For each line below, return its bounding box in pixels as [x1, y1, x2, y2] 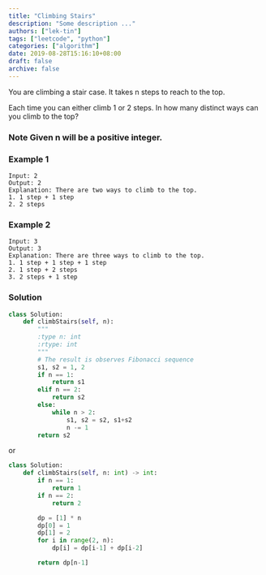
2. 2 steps [8, 200, 45, 208]
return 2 [51, 499, 82, 508]
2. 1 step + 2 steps [8, 266, 79, 275]
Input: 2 [8, 171, 38, 179]
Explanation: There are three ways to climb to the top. [8, 252, 205, 260]
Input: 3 [8, 237, 38, 246]
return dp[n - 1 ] [37, 559, 89, 567]
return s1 [51, 378, 85, 387]
